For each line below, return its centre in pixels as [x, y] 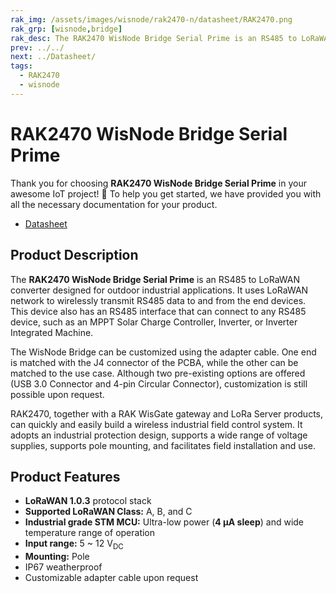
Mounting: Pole [57, 557]
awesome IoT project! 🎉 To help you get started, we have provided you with [166, 193]
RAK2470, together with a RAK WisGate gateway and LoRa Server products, [167, 413]
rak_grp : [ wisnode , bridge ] [66, 29]
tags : [21, 66]
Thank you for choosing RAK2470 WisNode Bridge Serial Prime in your [158, 183]
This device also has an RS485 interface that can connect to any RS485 [158, 311]
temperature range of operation [90, 533]
